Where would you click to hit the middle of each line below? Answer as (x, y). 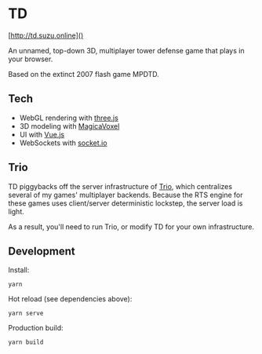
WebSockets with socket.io (63, 143)
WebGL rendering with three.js (69, 118)
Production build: (36, 328)
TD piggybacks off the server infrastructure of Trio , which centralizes (120, 186)
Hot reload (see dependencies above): (70, 299)
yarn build (26, 342)
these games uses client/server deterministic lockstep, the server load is (126, 203)
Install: (19, 270)
